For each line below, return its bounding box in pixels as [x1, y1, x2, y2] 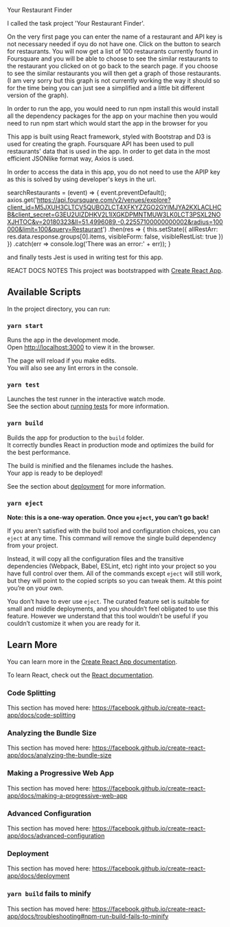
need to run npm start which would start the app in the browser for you [7, 119, 208, 127]
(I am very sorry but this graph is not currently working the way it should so [7, 77, 220, 85]
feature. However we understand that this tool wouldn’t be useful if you [7, 612, 208, 620]
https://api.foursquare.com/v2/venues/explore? [36, 196, 172, 204]
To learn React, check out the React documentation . [7, 671, 154, 679]
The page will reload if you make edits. [7, 356, 117, 365]
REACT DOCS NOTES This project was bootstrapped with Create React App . [7, 267, 223, 274]
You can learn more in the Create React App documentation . [7, 658, 178, 666]
